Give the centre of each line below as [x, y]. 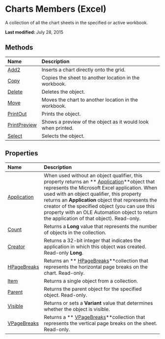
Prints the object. [61, 114]
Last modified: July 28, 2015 [34, 32]
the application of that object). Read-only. [92, 218]
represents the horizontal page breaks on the [96, 267]
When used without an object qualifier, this [93, 175]
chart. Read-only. [64, 273]
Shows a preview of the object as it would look [95, 122]
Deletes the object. [63, 92]
